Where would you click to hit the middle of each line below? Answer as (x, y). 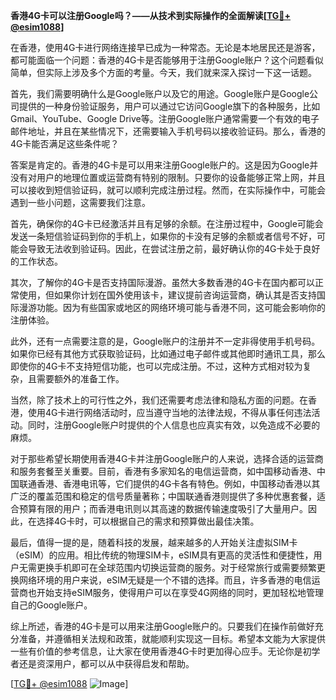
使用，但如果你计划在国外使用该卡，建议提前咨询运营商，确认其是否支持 (167, 295)
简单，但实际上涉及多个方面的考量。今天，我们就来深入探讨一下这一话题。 (163, 72)
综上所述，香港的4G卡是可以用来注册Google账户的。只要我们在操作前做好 (162, 626)
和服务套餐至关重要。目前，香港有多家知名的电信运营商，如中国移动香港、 (163, 471)
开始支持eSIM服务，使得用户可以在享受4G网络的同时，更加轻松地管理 (180, 592)
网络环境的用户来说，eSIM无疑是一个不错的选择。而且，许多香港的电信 (165, 580)
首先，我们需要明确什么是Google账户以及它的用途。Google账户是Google (160, 93)
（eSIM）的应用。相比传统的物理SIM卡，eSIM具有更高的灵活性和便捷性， (162, 555)
